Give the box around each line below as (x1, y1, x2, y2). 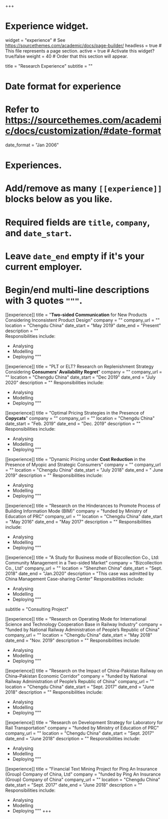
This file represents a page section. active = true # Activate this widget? (5, 47, 155, 54)
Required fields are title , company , (5, 217, 150, 228)
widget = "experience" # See (5, 37, 66, 43)
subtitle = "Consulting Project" (5, 606, 69, 612)
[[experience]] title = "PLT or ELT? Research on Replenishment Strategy (5, 363, 154, 369)
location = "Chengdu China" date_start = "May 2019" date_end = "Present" (5, 322, 161, 328)
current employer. (5, 261, 82, 273)
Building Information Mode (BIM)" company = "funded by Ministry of (5, 508, 148, 514)
